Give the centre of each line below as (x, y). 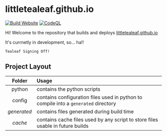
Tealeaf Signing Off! (28, 51)
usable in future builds (62, 126)
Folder (20, 81)
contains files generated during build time (85, 112)
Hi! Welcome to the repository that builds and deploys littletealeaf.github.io (82, 32)
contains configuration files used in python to (89, 97)
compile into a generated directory (76, 103)
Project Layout (28, 67)
